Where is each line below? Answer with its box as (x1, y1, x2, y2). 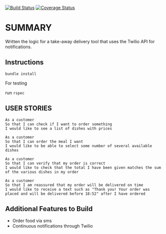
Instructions (5, 58, 44, 67)
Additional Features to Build (5, 204, 93, 213)
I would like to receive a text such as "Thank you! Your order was (5, 187, 150, 192)
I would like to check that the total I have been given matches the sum (5, 165, 162, 170)
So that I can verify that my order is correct (5, 160, 106, 166)
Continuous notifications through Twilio (12, 223, 93, 229)
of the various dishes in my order (5, 169, 79, 174)
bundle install (5, 71, 37, 77)
